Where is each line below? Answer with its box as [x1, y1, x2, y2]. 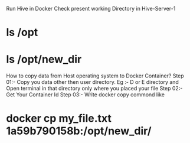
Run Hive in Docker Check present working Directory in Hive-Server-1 [6, 5, 176, 12]
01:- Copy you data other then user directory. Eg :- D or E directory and [6, 79, 179, 86]
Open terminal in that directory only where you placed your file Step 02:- [6, 85, 183, 92]
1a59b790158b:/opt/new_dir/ [6, 124, 152, 138]
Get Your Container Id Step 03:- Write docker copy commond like [6, 91, 165, 98]
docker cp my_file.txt [6, 112, 112, 125]
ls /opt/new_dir [6, 53, 82, 66]
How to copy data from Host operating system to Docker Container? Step [6, 72, 184, 79]
